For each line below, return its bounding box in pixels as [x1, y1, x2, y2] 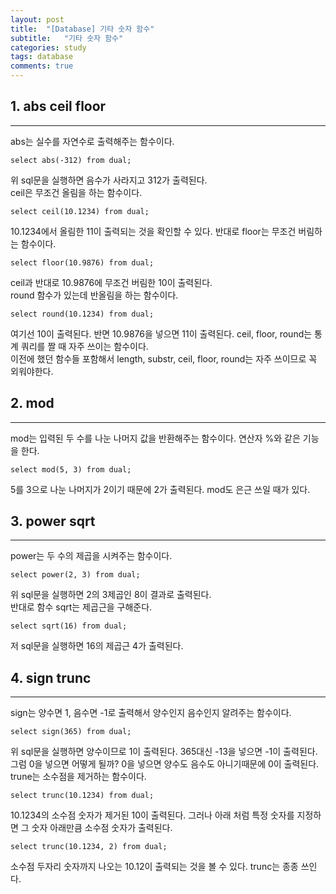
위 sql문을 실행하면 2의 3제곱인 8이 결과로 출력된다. [10, 589, 212, 601]
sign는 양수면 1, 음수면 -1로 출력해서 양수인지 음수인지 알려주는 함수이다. [10, 707, 292, 719]
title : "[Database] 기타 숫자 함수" [10, 24, 155, 34]
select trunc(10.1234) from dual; [10, 791, 155, 801]
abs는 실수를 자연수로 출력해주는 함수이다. [10, 135, 175, 147]
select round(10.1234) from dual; [10, 309, 155, 319]
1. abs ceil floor [10, 98, 107, 115]
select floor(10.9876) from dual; [10, 257, 155, 268]
